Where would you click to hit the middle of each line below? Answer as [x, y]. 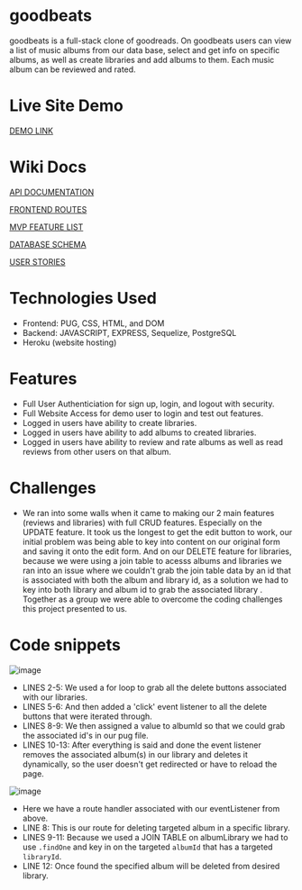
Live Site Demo [66, 106]
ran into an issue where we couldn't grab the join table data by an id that [156, 570]
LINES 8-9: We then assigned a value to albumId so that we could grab [154, 725]
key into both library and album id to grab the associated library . [142, 589]
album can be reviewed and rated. [73, 69]
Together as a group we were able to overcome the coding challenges [152, 599]
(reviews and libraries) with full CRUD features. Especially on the [142, 522]
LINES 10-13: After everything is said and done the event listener [142, 745]
